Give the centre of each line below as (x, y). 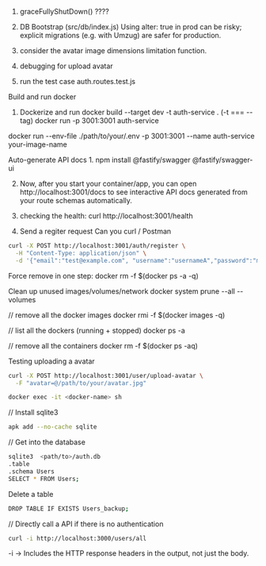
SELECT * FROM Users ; (44, 479)
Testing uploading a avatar (51, 361)
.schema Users (32, 472)
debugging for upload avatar (66, 66)
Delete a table (31, 494)
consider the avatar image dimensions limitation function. (113, 50)
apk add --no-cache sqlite (53, 427)
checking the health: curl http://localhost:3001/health (106, 216)
